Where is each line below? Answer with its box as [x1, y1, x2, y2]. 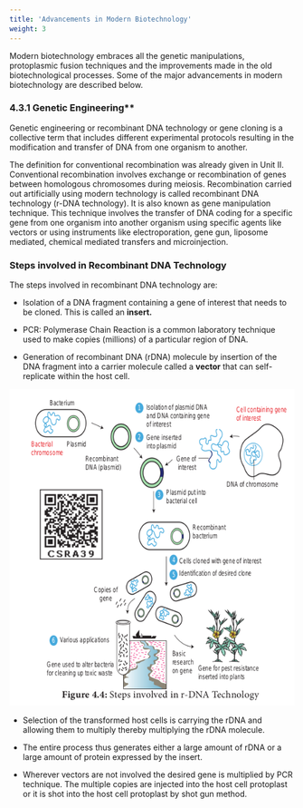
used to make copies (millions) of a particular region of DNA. [22, 334, 249, 345]
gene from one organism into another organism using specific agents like [9, 217, 282, 228]
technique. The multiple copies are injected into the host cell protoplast [22, 779, 288, 790]
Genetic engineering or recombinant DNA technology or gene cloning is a [9, 122, 283, 133]
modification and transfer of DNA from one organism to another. [9, 141, 249, 152]
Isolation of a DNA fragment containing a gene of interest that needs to [22, 297, 288, 308]
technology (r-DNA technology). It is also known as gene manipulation [9, 198, 271, 209]
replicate [22, 371, 56, 382]
